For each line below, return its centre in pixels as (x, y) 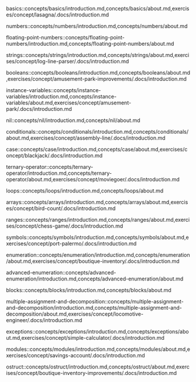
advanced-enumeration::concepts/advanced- (61, 273)
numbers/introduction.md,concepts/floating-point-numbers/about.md (90, 44)
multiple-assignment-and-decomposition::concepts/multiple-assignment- (95, 301)
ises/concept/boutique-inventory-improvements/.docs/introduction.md (92, 373)
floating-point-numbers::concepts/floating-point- (65, 37)
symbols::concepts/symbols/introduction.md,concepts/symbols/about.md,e (97, 237)
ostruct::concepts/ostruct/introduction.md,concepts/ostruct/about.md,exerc (98, 367)
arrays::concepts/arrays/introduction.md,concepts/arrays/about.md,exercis (97, 202)
